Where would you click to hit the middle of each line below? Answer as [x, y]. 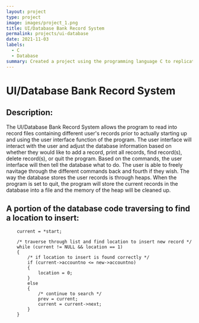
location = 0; [55, 273]
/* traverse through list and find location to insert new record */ [105, 242]
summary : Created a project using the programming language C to [88, 61]
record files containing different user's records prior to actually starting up [97, 133]
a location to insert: [43, 218]
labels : [16, 45]
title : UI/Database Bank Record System [55, 28]
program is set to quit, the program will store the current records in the [92, 183]
